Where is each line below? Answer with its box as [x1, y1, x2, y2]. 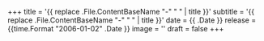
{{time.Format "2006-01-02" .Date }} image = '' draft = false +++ [7, 24, 224, 33]
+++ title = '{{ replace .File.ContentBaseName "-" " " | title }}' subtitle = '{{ [7, 7, 255, 16]
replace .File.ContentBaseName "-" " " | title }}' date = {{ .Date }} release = [7, 15, 257, 25]
